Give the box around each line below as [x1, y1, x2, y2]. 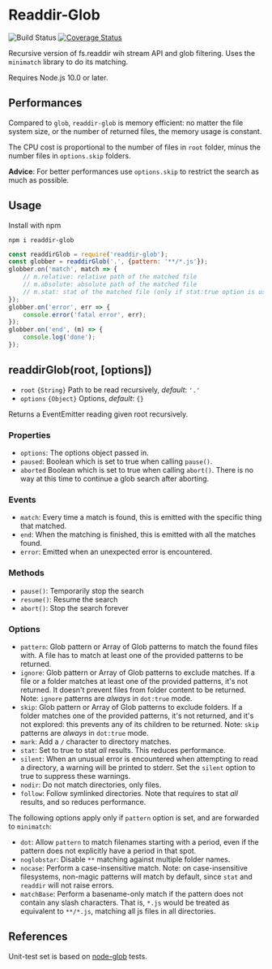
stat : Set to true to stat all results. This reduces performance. [19, 745, 226, 755]
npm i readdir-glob [8, 236, 74, 244]
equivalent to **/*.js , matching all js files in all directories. [19, 906, 216, 915]
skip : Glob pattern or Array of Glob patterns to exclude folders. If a [19, 702, 243, 712]
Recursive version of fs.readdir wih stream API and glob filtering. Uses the [8, 48, 256, 58]
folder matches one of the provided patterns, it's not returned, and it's [19, 711, 254, 720]
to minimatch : [8, 821, 53, 831]
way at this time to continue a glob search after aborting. [19, 474, 210, 484]
